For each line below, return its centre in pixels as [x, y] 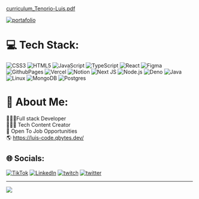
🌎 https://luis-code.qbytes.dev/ [45, 137]
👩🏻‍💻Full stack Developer [36, 118]
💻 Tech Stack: [43, 45]
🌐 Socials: [25, 158]
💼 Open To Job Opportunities [42, 131]
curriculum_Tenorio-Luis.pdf [41, 9]
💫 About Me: [37, 102]
